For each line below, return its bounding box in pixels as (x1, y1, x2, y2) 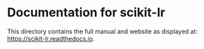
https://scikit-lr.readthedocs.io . (7, 34, 95, 42)
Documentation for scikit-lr (7, 5, 166, 20)
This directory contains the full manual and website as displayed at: (7, 27, 198, 35)
